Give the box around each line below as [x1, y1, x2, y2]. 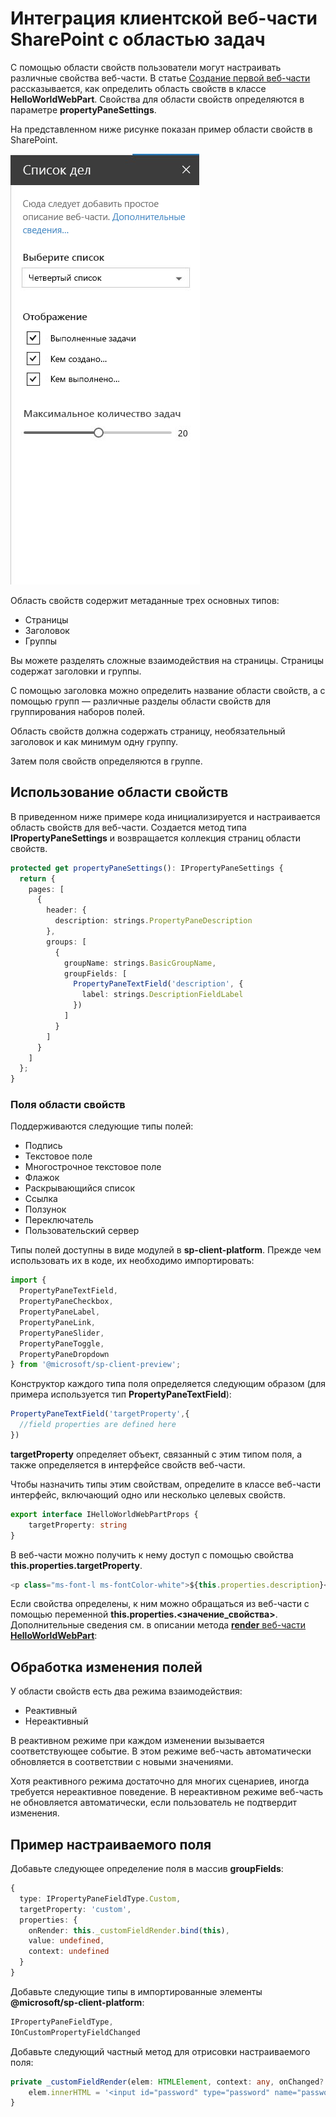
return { [19, 873, 56, 884]
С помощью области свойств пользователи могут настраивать [10, 61, 282, 73]
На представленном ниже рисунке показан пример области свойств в [10, 123, 313, 135]
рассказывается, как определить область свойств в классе [10, 82, 267, 94]
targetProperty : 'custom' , [19, 1904, 132, 1914]
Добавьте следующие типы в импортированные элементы [10, 1985, 263, 1997]
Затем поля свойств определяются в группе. [10, 755, 203, 767]
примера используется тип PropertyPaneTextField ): [10, 1388, 232, 1401]
